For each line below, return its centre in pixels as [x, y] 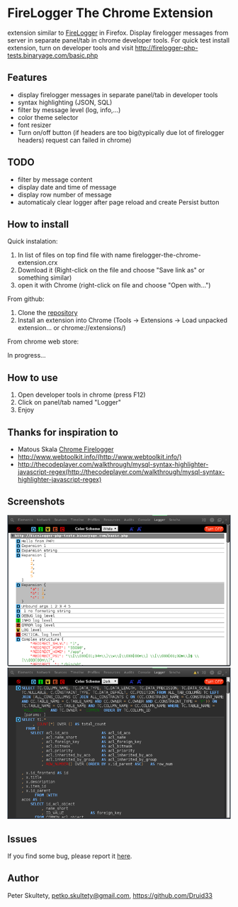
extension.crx [38, 263]
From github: [26, 299]
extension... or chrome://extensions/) [72, 328]
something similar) [45, 277]
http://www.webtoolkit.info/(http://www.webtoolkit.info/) [100, 457]
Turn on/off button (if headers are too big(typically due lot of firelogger [121, 132]
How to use [33, 378]
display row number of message [64, 194]
